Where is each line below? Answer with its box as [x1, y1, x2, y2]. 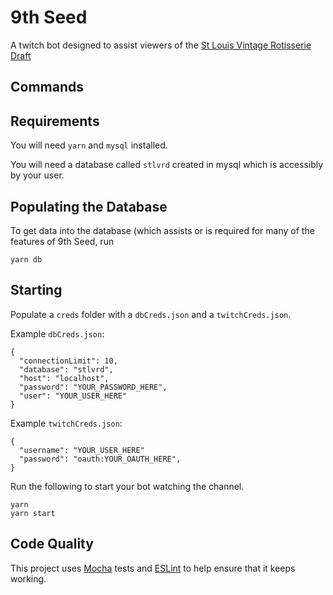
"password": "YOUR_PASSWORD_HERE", [19, 382, 168, 392]
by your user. [10, 169, 65, 181]
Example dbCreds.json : [10, 327, 105, 340]
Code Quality [10, 536, 94, 553]
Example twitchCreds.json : [10, 417, 123, 429]
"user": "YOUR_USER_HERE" [19, 391, 128, 401]
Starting [10, 282, 63, 299]
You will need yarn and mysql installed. [10, 139, 168, 151]
